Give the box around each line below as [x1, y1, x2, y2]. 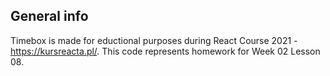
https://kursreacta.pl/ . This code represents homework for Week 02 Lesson [10, 45, 321, 57]
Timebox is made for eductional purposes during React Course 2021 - [10, 34, 298, 46]
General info [10, 8, 89, 25]
